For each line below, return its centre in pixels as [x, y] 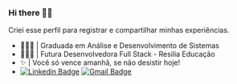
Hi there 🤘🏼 [31, 13]
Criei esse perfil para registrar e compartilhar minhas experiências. [119, 30]
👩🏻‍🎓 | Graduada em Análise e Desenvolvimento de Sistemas [119, 46]
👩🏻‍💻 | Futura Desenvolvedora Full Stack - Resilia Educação [117, 54]
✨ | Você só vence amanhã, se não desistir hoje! [100, 62]
